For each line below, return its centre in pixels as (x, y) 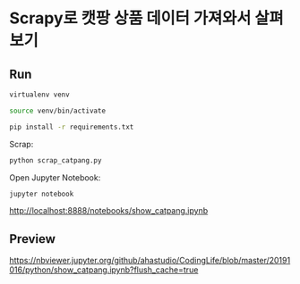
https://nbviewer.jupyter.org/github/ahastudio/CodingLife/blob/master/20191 (150, 261)
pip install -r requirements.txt (72, 127)
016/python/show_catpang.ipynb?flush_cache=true (104, 270)
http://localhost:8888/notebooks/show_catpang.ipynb (109, 211)
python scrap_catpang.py (56, 160)
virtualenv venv (39, 95)
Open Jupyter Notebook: (55, 177)
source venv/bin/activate (57, 111)
